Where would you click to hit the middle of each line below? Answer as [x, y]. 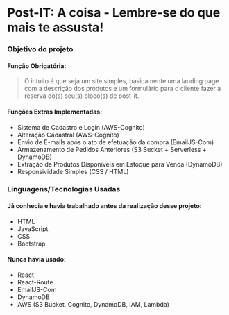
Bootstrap [31, 244]
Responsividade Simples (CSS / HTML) [73, 171]
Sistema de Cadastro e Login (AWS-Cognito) [81, 127]
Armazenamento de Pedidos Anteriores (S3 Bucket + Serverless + [112, 149]
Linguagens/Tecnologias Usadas [64, 189]
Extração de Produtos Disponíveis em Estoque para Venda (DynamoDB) [120, 164]
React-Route [35, 282]
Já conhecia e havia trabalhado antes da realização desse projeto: [105, 206]
